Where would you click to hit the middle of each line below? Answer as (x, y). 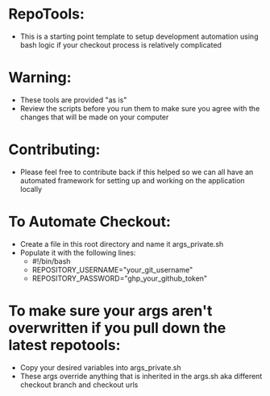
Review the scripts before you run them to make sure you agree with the (140, 108)
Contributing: (54, 150)
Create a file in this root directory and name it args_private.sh (122, 244)
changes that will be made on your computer (94, 117)
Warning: (40, 78)
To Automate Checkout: (90, 222)
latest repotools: (64, 345)
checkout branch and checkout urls (79, 385)
